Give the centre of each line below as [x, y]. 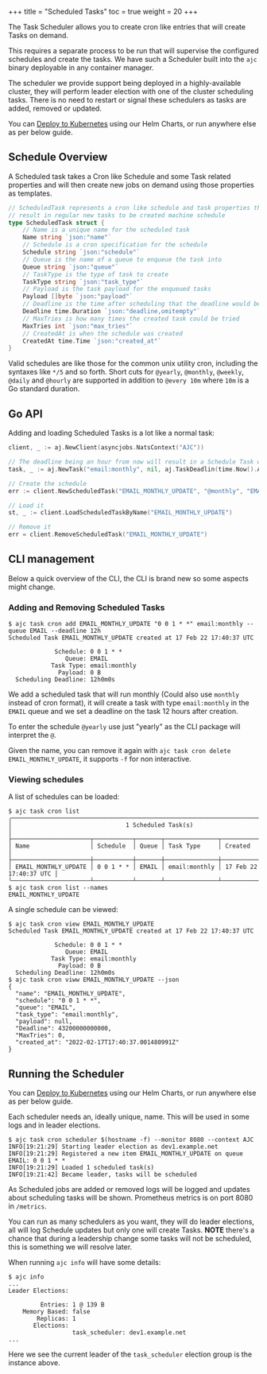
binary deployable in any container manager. [81, 68]
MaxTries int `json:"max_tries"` [78, 326]
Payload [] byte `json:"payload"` [78, 297]
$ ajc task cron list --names [58, 888]
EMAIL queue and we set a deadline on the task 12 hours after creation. [123, 712]
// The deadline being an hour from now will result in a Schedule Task [131, 462]
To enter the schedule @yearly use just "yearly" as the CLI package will [124, 727]
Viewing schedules [46, 780]
